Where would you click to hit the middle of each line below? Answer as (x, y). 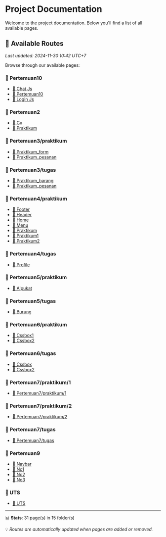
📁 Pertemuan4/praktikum (36, 198)
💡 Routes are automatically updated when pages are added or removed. (79, 529)
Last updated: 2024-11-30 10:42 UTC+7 (46, 55)
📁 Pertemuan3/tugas (31, 170)
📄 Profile (21, 265)
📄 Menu (20, 225)
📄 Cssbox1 (23, 336)
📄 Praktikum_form (30, 151)
